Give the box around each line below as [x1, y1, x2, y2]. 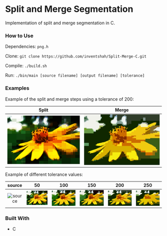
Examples [5, 85, 30, 92]
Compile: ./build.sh [5, 63, 47, 69]
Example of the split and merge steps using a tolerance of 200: [5, 96, 134, 102]
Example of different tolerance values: [5, 171, 83, 177]
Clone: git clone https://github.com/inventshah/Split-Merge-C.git [5, 53, 147, 59]
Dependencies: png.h [5, 44, 49, 50]
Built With [5, 215, 30, 222]
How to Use [5, 32, 34, 39]
